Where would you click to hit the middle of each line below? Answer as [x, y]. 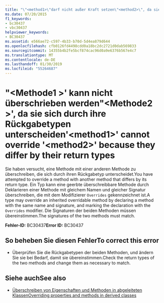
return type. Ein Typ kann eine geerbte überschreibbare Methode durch [77, 185]
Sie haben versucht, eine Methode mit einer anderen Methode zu [71, 169]
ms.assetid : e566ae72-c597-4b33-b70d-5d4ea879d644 [58, 42]
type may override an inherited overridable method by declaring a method [79, 200]
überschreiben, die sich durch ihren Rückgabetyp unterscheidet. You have [79, 174]
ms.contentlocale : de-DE [30, 60]
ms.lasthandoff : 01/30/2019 [34, 64]
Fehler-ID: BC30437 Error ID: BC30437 [44, 225]
